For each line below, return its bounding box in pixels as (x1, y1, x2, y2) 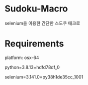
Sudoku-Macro (4, 3, 68, 14)
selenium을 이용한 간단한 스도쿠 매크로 (4, 20, 81, 26)
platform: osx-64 (4, 54, 39, 60)
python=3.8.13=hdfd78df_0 (4, 64, 60, 70)
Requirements (4, 38, 64, 49)
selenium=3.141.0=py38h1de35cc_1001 (4, 73, 84, 80)
